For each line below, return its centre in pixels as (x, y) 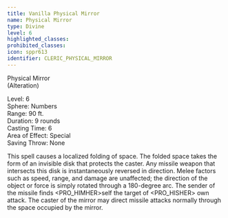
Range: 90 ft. (25, 113)
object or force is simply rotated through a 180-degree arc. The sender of (111, 185)
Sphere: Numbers (32, 106)
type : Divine (26, 26)
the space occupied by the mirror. (55, 207)
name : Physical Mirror (40, 20)
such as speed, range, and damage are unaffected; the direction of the (107, 178)
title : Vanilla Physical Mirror (53, 13)
